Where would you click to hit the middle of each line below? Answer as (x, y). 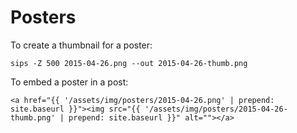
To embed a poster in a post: (69, 82)
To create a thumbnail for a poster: (81, 45)
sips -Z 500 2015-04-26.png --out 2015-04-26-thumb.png (129, 63)
